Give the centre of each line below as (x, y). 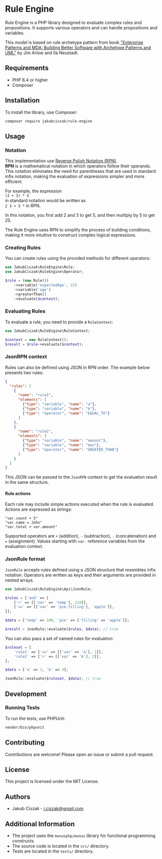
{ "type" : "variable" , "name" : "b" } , (60, 409)
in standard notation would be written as (45, 201)
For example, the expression (34, 191)
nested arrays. (19, 580)
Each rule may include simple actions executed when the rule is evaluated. (80, 504)
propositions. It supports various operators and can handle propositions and (81, 27)
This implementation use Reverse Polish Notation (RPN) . (61, 161)
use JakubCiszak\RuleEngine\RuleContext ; (48, 331)
